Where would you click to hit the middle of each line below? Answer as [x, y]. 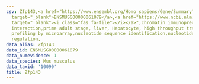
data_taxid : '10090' [32, 67]
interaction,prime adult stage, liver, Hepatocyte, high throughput [98, 28]
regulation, [26, 39]
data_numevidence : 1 [32, 56]
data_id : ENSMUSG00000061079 [42, 50]
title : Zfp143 [24, 72]
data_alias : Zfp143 [30, 45]
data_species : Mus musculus [41, 61]
